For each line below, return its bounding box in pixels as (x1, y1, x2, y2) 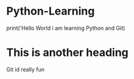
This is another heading (6, 46, 129, 60)
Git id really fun (6, 66, 44, 73)
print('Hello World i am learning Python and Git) (6, 24, 125, 32)
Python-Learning (6, 4, 95, 18)
